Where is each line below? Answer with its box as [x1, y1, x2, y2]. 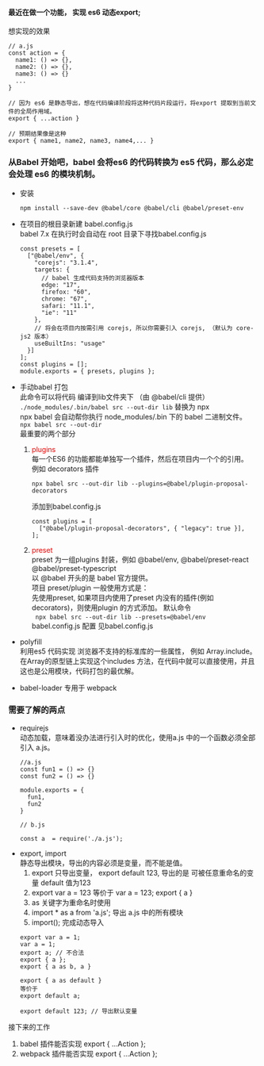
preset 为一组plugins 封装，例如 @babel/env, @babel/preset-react [31, 554, 250, 564]
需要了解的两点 [8, 704, 66, 715]
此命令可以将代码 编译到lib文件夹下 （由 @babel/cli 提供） [19, 392, 209, 401]
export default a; [19, 991, 81, 999]
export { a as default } [19, 976, 102, 984]
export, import [19, 849, 67, 858]
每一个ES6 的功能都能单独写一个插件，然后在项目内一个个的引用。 [31, 454, 248, 463]
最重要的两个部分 [19, 428, 76, 438]
